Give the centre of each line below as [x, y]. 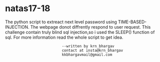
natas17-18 [28, 8]
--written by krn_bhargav [88, 46]
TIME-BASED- [132, 22]
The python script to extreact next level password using [61, 22]
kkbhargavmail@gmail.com [87, 54]
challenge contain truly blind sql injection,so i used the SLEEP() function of [80, 32]
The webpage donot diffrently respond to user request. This [90, 27]
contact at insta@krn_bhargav [92, 50]
